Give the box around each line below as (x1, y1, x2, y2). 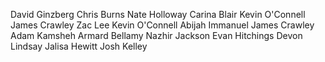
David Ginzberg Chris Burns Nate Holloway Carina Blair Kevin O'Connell (10, 9, 306, 20)
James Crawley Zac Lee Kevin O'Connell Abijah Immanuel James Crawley (10, 19, 315, 31)
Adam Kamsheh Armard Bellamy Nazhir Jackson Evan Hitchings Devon (10, 30, 303, 41)
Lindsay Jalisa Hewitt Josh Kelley (10, 40, 148, 52)
